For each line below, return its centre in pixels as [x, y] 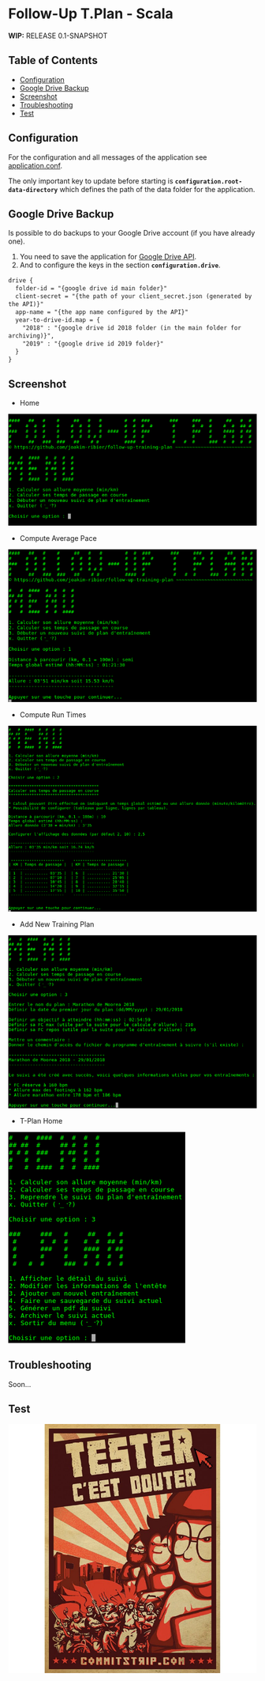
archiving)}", [32, 336]
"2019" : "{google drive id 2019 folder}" [93, 344]
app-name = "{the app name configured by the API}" [102, 312]
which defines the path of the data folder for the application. [157, 189]
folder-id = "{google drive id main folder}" [91, 289]
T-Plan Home [41, 1120]
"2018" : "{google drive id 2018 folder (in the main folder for [132, 328]
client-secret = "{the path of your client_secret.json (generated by [134, 297]
